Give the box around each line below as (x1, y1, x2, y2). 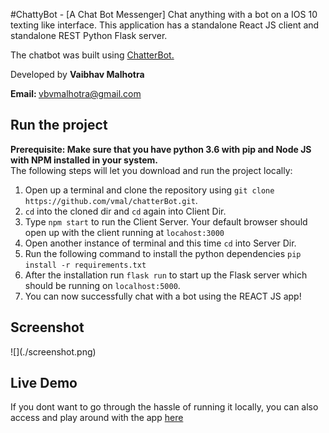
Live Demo (10, 375, 78, 392)
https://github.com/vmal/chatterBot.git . (24, 194, 198, 206)
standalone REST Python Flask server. (10, 30, 168, 41)
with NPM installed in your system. (10, 154, 158, 166)
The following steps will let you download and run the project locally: (10, 164, 293, 176)
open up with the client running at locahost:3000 (24, 226, 225, 238)
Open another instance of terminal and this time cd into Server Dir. (24, 237, 297, 249)
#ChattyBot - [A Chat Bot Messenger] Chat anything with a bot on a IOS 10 (10, 9, 318, 20)
